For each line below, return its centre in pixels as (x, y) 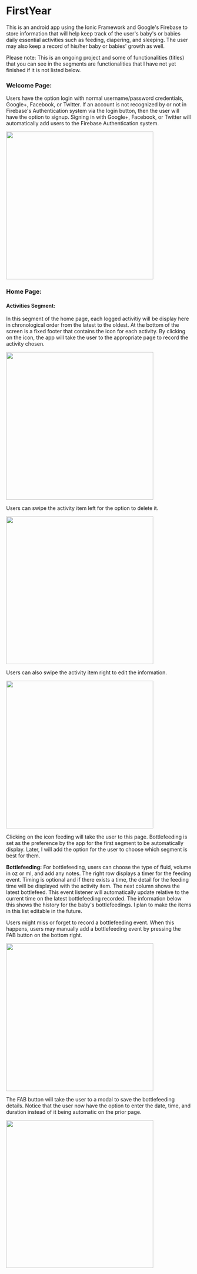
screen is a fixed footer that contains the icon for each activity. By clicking (96, 331)
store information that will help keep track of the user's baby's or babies (94, 33)
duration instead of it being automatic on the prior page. (74, 1112)
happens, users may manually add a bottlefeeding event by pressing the (94, 929)
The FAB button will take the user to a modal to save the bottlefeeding (91, 1100)
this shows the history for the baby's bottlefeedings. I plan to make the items (99, 905)
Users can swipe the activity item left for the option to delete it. (82, 508)
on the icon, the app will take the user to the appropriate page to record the (97, 337)
